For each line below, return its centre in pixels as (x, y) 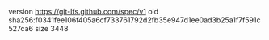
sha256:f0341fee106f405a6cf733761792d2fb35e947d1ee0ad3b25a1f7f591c (134, 20)
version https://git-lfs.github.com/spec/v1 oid (84, 12)
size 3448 (52, 28)
